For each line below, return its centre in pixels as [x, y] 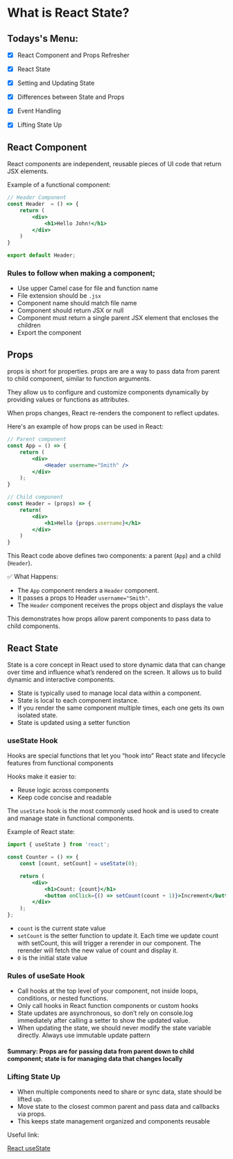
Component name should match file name [77, 303]
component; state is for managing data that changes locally [95, 1058]
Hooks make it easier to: [42, 776]
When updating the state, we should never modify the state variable [114, 1028]
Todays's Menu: [43, 39]
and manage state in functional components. [71, 818]
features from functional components [60, 763]
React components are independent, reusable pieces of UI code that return [114, 164]
